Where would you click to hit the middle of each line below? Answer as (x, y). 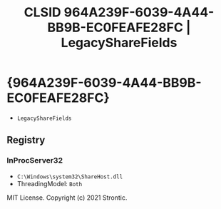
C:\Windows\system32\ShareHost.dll (70, 177)
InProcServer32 (35, 160)
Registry (26, 140)
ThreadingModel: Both (50, 183)
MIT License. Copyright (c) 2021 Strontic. (67, 198)
